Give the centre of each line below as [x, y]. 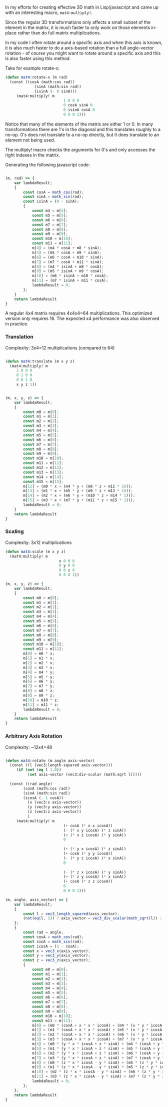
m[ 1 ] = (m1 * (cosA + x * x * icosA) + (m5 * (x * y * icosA [97, 1030]
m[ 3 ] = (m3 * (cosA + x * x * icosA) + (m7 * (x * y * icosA [97, 1039]
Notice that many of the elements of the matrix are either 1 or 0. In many [79, 124]
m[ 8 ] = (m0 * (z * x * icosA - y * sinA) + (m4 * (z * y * [95, 1062]
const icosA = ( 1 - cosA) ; [51, 946]
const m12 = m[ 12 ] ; [43, 468]
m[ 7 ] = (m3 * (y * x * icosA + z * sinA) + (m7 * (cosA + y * [98, 1058]
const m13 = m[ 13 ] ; [43, 472]
